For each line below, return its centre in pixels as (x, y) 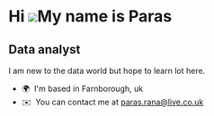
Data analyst (45, 50)
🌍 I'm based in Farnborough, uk (82, 88)
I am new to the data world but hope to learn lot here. (107, 70)
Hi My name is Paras (90, 17)
